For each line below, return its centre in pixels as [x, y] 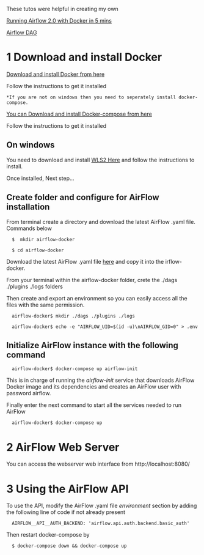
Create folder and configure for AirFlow [83, 197]
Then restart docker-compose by [48, 535]
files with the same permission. [46, 305]
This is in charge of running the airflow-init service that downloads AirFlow [100, 380]
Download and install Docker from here [56, 74]
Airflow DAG [22, 32]
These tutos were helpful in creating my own [62, 9]
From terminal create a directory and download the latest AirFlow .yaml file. [101, 222]
